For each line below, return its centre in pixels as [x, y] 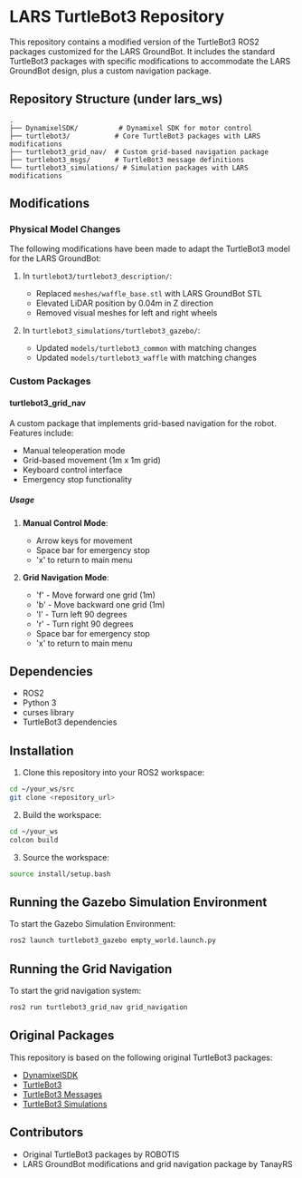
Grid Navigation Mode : [66, 577]
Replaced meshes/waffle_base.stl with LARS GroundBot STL [149, 294]
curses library [48, 713]
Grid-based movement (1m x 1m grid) [91, 460]
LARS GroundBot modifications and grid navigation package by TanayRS [157, 1163]
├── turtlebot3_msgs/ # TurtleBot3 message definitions [127, 160]
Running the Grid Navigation [91, 969]
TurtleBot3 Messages [62, 1094]
